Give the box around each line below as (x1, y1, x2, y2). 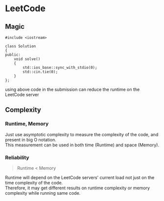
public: (5, 52, 21, 57)
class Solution (5, 44, 36, 49)
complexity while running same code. (5, 190, 81, 196)
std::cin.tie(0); (23, 69, 58, 74)
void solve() (14, 57, 41, 61)
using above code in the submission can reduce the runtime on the (5, 86, 140, 92)
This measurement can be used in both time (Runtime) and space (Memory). (5, 142, 160, 148)
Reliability (5, 154, 29, 161)
